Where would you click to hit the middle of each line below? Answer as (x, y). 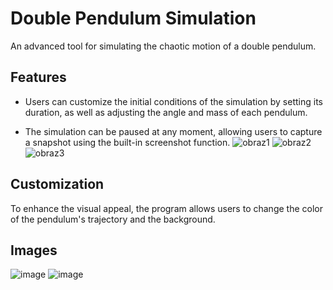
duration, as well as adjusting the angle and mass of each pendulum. (166, 112)
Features (38, 77)
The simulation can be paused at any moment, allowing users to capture (173, 131)
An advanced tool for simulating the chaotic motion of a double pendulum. (163, 46)
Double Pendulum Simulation (133, 18)
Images (34, 250)
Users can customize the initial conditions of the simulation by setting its (173, 101)
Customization (57, 184)
